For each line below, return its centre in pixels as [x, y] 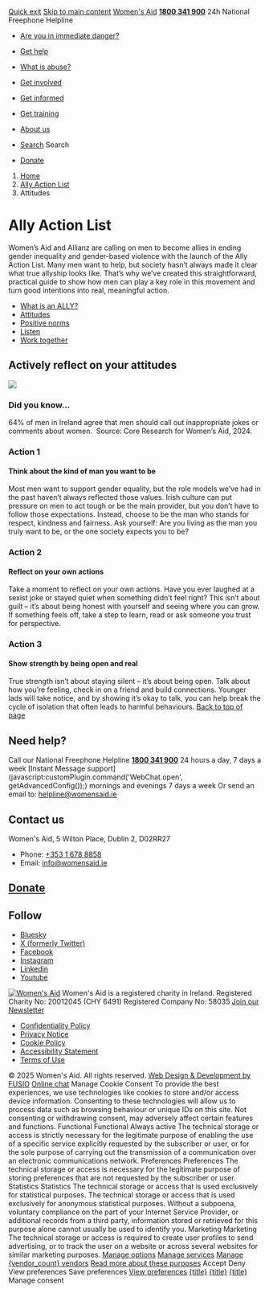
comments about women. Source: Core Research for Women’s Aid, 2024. [130, 431]
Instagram [37, 960]
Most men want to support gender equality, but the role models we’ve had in [134, 489]
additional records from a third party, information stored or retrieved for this [133, 1221]
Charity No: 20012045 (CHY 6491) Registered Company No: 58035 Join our [134, 1002]
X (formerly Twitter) [53, 943]
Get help [34, 51]
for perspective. [35, 624]
